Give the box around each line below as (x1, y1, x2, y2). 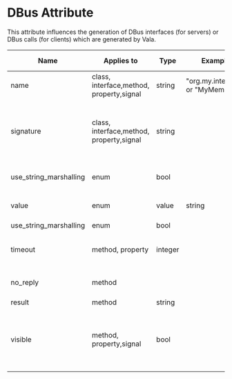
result (10, 297, 30, 307)
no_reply (10, 277, 39, 287)
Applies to (103, 55, 138, 65)
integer (156, 244, 180, 254)
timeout (10, 244, 36, 254)
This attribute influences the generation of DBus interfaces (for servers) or (7, 28, 219, 36)
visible (10, 334, 32, 344)
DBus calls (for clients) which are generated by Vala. (7, 35, 157, 43)
